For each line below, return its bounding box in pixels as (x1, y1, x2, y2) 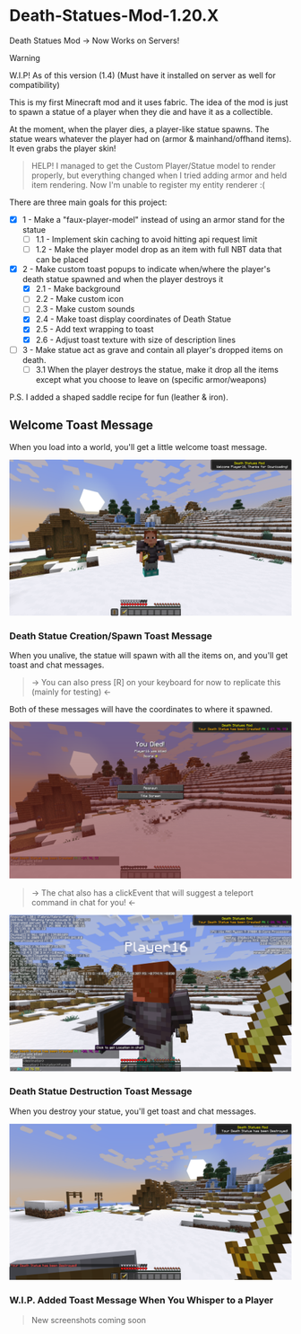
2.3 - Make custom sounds (35, 304, 135, 314)
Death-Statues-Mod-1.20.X (9, 5, 219, 26)
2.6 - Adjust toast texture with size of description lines (35, 334, 236, 345)
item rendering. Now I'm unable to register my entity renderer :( (30, 179, 266, 190)
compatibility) (9, 79, 60, 90)
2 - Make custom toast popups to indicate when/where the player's (21, 264, 271, 275)
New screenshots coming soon (30, 1314, 146, 1325)
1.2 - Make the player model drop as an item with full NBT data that (35, 244, 282, 255)
